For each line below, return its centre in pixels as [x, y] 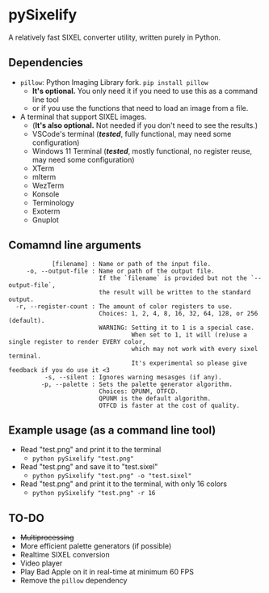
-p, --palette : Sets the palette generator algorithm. [137, 384]
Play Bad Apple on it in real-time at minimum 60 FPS [107, 572]
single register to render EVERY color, [78, 341]
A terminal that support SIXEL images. [83, 116]
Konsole [46, 194]
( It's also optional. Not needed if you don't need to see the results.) [145, 125]
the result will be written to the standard [174, 292]
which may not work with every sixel [195, 349]
